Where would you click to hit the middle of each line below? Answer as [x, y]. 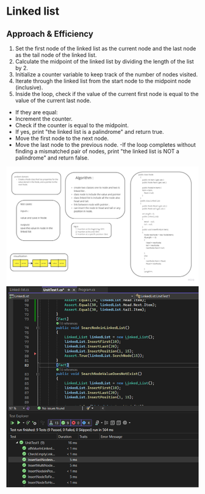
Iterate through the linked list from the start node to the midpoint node [103, 81]
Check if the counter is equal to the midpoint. [72, 125]
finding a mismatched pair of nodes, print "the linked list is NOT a [97, 151]
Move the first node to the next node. [62, 138]
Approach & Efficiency [50, 34]
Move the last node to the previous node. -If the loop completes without [106, 145]
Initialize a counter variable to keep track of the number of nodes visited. [106, 74]
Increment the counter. [44, 119]
